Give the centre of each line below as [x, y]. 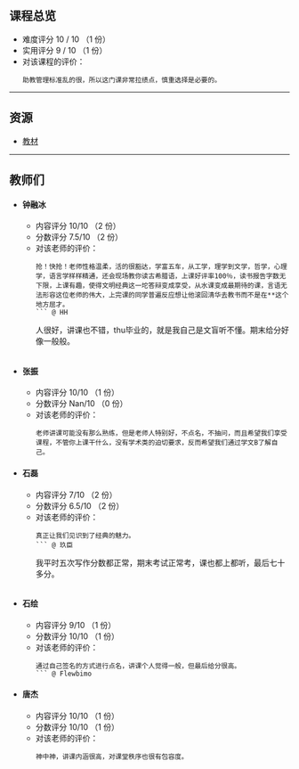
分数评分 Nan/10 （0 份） [81, 404]
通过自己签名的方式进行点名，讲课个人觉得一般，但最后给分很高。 [138, 666]
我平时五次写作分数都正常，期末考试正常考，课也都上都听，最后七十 [160, 562]
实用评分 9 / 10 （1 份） [65, 50]
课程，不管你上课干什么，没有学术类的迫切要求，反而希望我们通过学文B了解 [153, 443]
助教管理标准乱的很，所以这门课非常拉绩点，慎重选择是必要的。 [121, 80]
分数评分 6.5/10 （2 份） [80, 505]
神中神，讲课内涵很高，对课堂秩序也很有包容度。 [112, 757]
